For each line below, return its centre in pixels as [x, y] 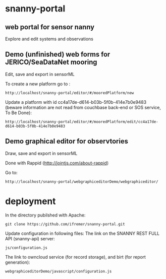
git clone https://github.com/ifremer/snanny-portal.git [65, 224]
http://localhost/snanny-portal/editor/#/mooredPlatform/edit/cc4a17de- [82, 122]
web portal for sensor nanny [50, 27]
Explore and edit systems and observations [49, 39]
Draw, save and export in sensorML [41, 153]
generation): [18, 262]
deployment [30, 201]
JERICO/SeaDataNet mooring [51, 62]
